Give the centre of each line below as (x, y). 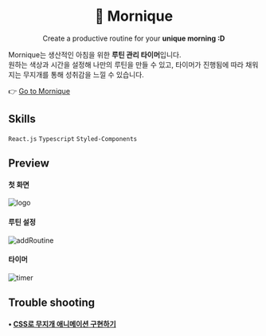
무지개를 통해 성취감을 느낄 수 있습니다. (84, 74)
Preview (29, 164)
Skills (22, 119)
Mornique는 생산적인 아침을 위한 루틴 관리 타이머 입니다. (95, 54)
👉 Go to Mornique (39, 91)
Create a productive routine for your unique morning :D (134, 38)
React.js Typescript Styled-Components (73, 139)
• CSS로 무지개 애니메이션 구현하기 (63, 324)
